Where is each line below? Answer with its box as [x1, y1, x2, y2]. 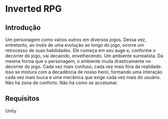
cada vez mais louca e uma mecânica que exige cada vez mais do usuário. [5, 74, 161, 80]
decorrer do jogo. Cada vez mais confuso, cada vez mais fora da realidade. [5, 64, 162, 69]
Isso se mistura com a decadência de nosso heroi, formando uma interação [5, 69, 163, 75]
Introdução [5, 23, 41, 32]
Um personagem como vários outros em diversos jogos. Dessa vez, [5, 36, 147, 43]
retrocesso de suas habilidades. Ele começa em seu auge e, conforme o [5, 48, 156, 53]
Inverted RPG [5, 3, 62, 15]
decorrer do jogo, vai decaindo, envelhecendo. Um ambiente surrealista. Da [5, 53, 163, 59]
